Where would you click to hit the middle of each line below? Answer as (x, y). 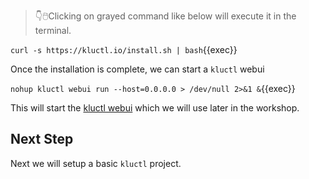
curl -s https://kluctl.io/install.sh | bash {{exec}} (124, 49)
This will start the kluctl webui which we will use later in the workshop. (155, 108)
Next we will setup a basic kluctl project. (96, 163)
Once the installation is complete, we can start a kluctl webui (137, 69)
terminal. (53, 30)
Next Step (42, 139)
